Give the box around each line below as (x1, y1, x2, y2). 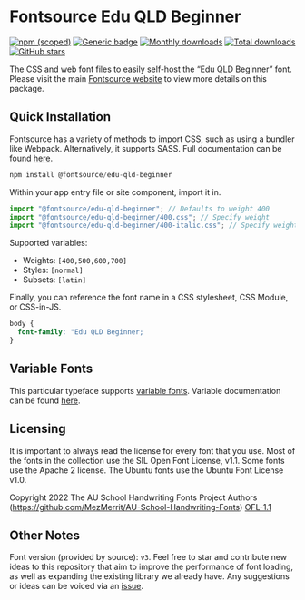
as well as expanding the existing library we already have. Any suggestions (9, 571, 290, 582)
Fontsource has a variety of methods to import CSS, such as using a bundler (9, 133, 295, 144)
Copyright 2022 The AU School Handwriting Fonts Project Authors (9, 492, 258, 503)
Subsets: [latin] (22, 274, 87, 285)
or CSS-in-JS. (9, 301, 62, 312)
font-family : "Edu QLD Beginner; (17, 328, 144, 337)
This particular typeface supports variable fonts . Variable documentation (9, 385, 281, 396)
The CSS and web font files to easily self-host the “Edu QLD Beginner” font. (9, 64, 292, 74)
